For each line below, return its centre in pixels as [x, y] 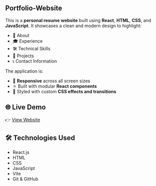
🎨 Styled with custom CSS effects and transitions [64, 91]
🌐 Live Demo [26, 107]
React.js [21, 152]
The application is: [24, 71]
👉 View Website [23, 119]
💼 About [21, 35]
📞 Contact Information [35, 61]
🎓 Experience [27, 41]
